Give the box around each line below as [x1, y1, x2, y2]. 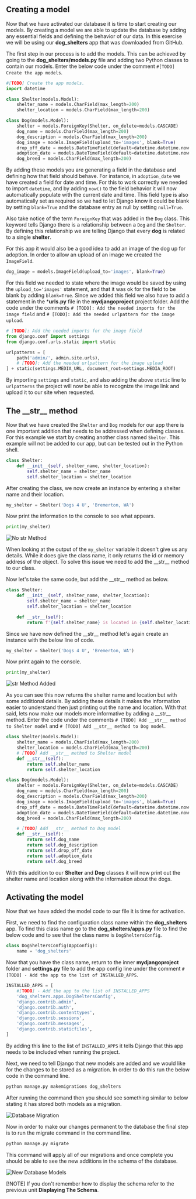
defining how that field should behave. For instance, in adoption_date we [6, 173, 181, 180]
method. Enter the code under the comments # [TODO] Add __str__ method [6, 717, 186, 724]
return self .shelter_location [27, 766, 100, 772]
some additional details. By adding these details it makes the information [6, 698, 180, 705]
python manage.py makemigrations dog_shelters [6, 1083, 121, 1090]
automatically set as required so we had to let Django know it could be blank [6, 197, 190, 204]
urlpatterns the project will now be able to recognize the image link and [6, 383, 180, 390]
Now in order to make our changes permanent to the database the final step [6, 1123, 188, 1130]
